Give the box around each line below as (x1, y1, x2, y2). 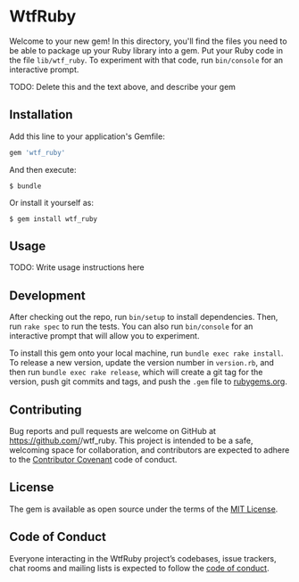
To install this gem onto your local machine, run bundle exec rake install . (9, 348, 284, 358)
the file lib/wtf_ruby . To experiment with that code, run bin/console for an (9, 54, 284, 65)
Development (9, 288, 87, 303)
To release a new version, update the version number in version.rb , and (9, 357, 275, 368)
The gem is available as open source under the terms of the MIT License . (9, 504, 278, 514)
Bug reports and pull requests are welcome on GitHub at (9, 426, 217, 437)
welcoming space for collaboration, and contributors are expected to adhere (9, 445, 290, 455)
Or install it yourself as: (9, 197, 94, 208)
